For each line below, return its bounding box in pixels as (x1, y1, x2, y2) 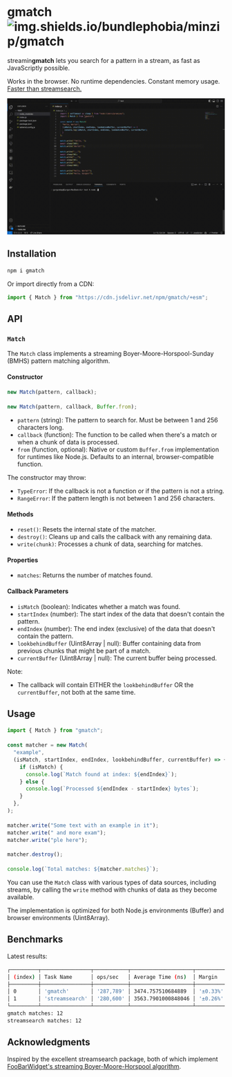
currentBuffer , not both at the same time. (17, 688, 136, 696)
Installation (7, 248, 57, 260)
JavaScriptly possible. (7, 64, 70, 72)
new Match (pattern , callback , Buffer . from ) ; (7, 404, 137, 411)
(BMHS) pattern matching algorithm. (7, 357, 110, 365)
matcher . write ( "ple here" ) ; (7, 836, 88, 843)
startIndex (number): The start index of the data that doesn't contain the (17, 610, 225, 618)
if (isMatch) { (19, 763, 64, 771)
